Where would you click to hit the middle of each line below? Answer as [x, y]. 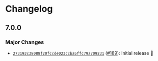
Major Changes [25, 42]
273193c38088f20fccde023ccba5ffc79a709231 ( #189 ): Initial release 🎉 [83, 53]
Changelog [29, 9]
